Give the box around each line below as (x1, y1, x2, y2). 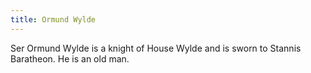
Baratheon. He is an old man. (10, 52, 130, 65)
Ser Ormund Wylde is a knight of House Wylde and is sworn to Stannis (10, 42, 302, 54)
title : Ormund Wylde (10, 14, 97, 25)
